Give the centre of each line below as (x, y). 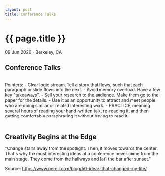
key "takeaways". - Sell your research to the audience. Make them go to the (82, 95)
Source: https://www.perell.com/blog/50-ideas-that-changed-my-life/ (76, 169)
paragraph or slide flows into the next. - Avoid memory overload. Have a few (82, 90)
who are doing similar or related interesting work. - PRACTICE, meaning (78, 106)
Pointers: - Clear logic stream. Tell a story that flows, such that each (74, 85)
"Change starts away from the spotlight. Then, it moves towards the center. (82, 148)
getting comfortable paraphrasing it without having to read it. (67, 116)
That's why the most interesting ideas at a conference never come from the (82, 154)
